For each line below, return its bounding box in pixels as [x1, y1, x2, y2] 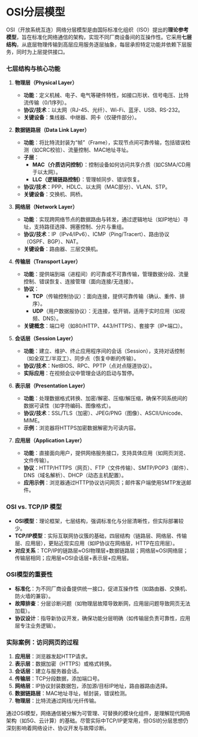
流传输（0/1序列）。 [23, 99, 70, 106]
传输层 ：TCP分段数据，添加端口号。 [14, 675, 103, 682]
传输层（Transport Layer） [14, 258, 81, 265]
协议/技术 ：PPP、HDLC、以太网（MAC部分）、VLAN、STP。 [23, 183, 171, 190]
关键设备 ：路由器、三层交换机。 [23, 245, 101, 253]
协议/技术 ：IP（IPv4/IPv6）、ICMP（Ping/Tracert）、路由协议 [23, 231, 170, 238]
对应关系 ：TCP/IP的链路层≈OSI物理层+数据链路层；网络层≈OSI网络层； [14, 547, 189, 554]
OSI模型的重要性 [6, 570, 53, 578]
